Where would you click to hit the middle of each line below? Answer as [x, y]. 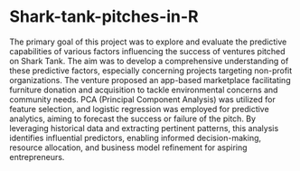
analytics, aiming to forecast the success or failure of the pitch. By [132, 119]
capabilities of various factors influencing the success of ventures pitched [147, 51]
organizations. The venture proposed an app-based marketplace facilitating [150, 80]
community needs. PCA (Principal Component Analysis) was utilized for [142, 99]
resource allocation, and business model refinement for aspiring [128, 147]
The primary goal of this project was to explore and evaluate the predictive [148, 42]
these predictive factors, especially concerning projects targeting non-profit [151, 71]
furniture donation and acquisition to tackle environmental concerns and [144, 90]
